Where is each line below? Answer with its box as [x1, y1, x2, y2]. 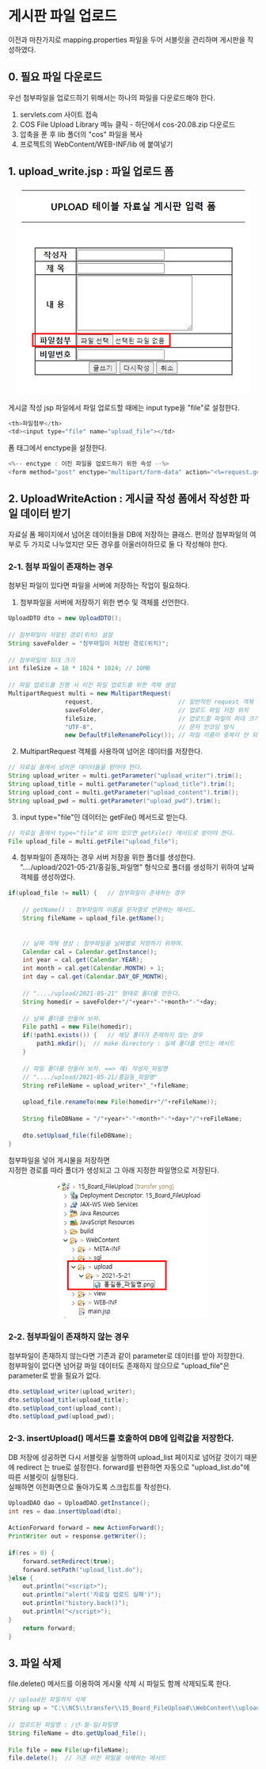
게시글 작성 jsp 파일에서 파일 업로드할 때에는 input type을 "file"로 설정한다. [8, 402, 240, 412]
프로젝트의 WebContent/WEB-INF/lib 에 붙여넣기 [19, 139, 173, 149]
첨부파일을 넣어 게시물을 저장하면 [8, 1155, 111, 1165]
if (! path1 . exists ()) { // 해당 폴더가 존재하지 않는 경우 [22, 1031, 203, 1039]
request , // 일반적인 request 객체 [64, 698, 254, 706]
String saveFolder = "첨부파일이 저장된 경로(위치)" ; [8, 639, 169, 647]
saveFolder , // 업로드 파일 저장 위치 [64, 706, 249, 714]
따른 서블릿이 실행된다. [8, 1472, 78, 1481]
